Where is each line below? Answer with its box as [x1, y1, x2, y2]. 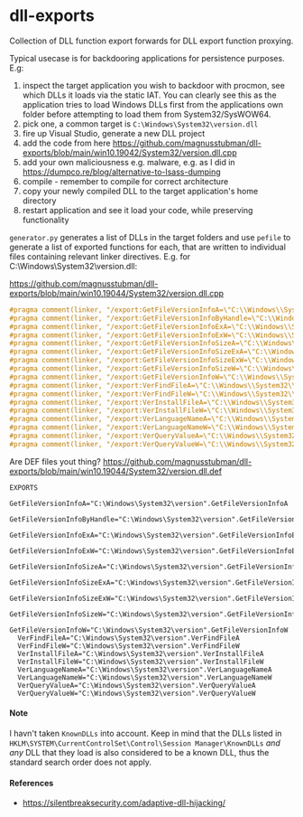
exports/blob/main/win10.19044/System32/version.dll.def [9, 465, 223, 476]
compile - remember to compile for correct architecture [22, 175, 229, 186]
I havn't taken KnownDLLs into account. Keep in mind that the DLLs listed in [9, 728, 282, 739]
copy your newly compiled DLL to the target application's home [22, 185, 259, 196]
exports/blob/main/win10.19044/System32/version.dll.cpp [9, 287, 224, 298]
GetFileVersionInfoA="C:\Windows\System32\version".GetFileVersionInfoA [9, 499, 289, 508]
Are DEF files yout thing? [9, 455, 102, 466]
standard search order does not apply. [9, 756, 151, 768]
